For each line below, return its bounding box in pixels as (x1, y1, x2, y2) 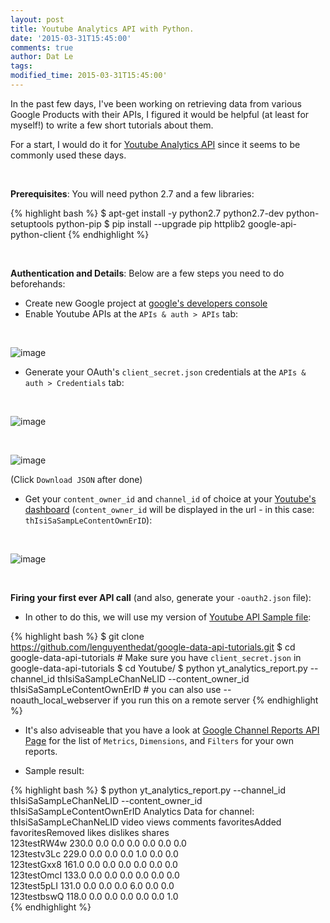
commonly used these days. (10, 149, 127, 161)
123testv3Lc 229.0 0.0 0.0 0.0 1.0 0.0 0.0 (10, 847, 179, 860)
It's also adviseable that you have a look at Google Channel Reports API (24, 724, 320, 736)
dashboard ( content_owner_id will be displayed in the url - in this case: (24, 503, 315, 515)
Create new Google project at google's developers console (24, 297, 268, 309)
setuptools (10, 217, 54, 230)
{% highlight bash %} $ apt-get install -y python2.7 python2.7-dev (10, 207, 285, 219)
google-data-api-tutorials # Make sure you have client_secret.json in (10, 651, 302, 663)
